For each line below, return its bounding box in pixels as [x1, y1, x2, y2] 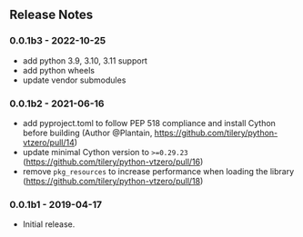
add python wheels [22, 64, 96, 75]
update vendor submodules [22, 74, 126, 85]
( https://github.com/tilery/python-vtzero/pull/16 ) [22, 156, 204, 167]
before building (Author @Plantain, [22, 127, 153, 138]
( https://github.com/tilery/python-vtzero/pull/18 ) [22, 175, 204, 186]
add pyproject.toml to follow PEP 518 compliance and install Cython [22, 117, 276, 128]
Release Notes [9, 7, 94, 23]
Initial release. [22, 219, 76, 230]
